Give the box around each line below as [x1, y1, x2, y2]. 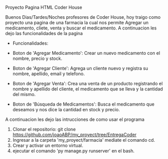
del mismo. [12, 91, 36, 97]
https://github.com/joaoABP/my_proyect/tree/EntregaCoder [12, 132, 137, 138]
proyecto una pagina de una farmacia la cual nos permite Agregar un [5, 20, 149, 25]
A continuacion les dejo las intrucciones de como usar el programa [5, 116, 145, 122]
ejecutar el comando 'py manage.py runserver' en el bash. [12, 148, 135, 154]
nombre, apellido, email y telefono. [12, 71, 85, 77]
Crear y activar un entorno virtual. [12, 142, 83, 148]
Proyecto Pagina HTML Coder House [5, 5, 82, 10]
